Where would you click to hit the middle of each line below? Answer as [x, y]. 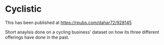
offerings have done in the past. [37, 37]
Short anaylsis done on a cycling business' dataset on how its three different [82, 32]
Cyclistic [23, 9]
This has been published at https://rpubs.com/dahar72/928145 [69, 22]
